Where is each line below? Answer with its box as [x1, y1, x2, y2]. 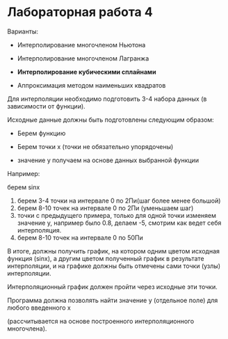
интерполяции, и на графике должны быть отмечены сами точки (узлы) [7, 262, 221, 270]
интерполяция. [17, 226, 62, 234]
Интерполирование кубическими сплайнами [17, 68, 156, 76]
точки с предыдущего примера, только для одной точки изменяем [17, 211, 217, 219]
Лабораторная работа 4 [7, 4, 153, 20]
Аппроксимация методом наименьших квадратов [17, 81, 166, 89]
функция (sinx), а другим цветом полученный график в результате [7, 254, 204, 262]
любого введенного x [7, 303, 72, 312]
